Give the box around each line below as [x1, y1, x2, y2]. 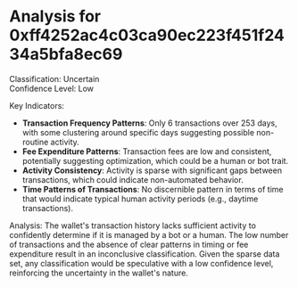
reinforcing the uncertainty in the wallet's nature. [9, 267, 189, 278]
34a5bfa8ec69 [9, 45, 123, 64]
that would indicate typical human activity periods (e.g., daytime [21, 193, 259, 204]
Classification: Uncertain [9, 73, 100, 84]
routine [21, 136, 49, 147]
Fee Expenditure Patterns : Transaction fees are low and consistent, [21, 145, 272, 157]
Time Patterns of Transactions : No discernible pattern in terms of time [21, 184, 284, 194]
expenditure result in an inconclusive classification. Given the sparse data [9, 248, 280, 259]
